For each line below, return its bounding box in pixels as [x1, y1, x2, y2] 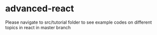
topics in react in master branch [5, 24, 71, 30]
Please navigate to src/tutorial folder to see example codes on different [5, 19, 152, 25]
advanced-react [5, 3, 74, 14]
